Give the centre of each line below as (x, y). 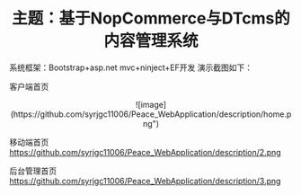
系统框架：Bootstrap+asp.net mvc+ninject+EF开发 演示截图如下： (131, 67)
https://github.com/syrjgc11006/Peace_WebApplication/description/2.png (145, 152)
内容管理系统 (150, 41)
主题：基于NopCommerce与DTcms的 (151, 18)
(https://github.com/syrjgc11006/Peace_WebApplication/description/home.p (151, 114)
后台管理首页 (33, 171)
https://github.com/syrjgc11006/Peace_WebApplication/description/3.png (145, 181)
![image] (151, 104)
